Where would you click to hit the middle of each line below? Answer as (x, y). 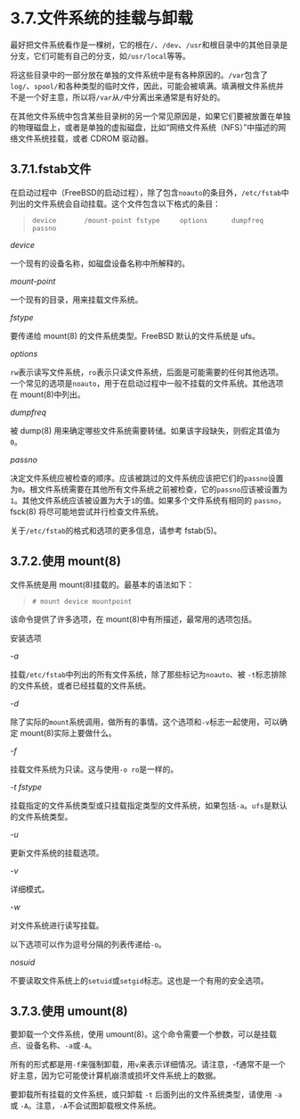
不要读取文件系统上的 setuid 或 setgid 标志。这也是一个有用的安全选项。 (139, 980)
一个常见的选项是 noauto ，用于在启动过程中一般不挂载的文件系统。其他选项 (147, 383)
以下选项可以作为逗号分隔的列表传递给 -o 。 (89, 944)
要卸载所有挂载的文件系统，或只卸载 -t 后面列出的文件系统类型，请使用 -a (146, 1095)
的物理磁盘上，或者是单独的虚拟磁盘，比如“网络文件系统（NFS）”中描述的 (144, 127)
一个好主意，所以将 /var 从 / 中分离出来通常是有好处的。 (125, 97)
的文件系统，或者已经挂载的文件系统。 (80, 685)
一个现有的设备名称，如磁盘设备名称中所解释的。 (100, 263)
